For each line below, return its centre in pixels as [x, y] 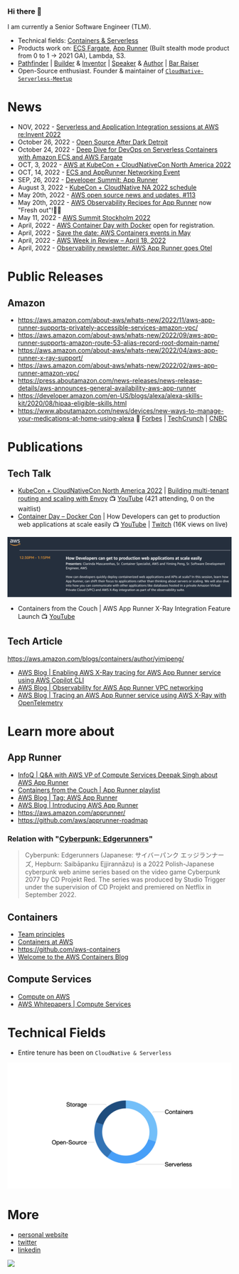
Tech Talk [29, 473]
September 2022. [51, 895]
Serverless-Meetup [45, 79]
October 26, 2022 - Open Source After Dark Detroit [93, 142]
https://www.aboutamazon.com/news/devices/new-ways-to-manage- [121, 411]
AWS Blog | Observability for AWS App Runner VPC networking [110, 687]
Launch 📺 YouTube [46, 617]
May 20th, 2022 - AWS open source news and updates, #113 [106, 195]
